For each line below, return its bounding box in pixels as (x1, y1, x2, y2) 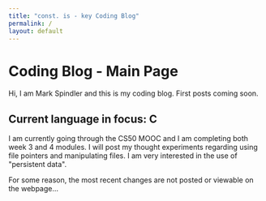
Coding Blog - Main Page (8, 62, 178, 80)
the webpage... (8, 184, 59, 194)
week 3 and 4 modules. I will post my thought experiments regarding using (8, 143, 258, 152)
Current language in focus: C (8, 112, 158, 126)
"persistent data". (8, 160, 67, 169)
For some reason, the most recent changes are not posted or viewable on (8, 175, 254, 185)
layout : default (8, 27, 63, 35)
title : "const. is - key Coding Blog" (8, 11, 139, 20)
